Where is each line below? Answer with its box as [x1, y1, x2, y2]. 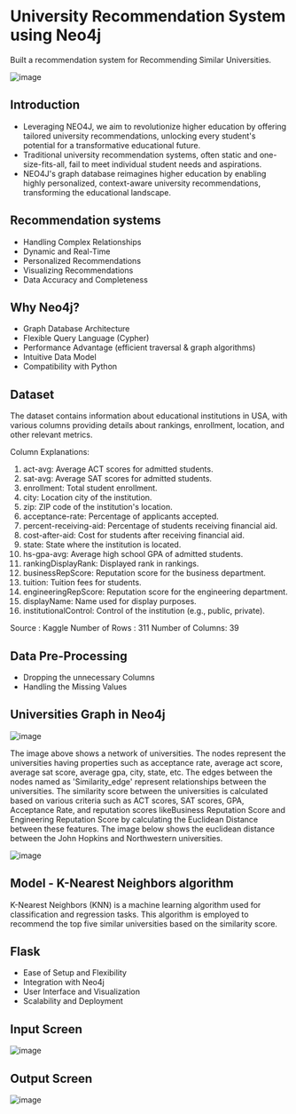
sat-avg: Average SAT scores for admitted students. [22, 473, 212, 484]
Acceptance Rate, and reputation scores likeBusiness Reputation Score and [10, 804, 286, 815]
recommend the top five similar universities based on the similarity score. [10, 918, 278, 929]
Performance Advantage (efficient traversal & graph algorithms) [22, 342, 256, 353]
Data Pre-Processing [10, 649, 128, 664]
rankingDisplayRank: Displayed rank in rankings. [22, 558, 199, 569]
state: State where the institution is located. [22, 539, 182, 550]
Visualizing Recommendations [22, 265, 134, 275]
